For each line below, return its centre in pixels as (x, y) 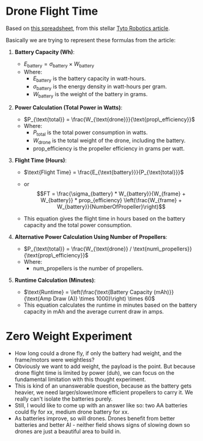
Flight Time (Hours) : (41, 160)
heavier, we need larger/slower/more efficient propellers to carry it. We (104, 392)
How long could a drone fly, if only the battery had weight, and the (98, 353)
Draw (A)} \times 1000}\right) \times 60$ (104, 298)
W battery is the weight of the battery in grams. (90, 95)
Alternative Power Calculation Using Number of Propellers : (91, 236)
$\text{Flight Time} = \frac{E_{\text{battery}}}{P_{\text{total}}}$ (104, 172)
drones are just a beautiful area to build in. (68, 431)
